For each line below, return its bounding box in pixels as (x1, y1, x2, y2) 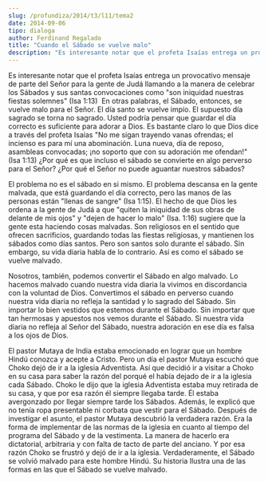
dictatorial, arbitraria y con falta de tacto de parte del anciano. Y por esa (8, 440, 246, 448)
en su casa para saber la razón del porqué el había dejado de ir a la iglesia (8, 372, 253, 381)
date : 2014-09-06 (8, 19, 66, 27)
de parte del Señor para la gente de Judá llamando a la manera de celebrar (8, 79, 255, 89)
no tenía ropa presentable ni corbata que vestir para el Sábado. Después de (8, 405, 258, 415)
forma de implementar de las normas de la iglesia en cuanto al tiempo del (8, 422, 250, 432)
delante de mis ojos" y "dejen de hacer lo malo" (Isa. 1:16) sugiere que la (8, 213, 246, 223)
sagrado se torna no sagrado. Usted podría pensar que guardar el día (8, 113, 237, 122)
